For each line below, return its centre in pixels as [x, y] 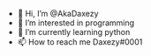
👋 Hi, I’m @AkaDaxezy [58, 14]
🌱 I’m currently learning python [74, 32]
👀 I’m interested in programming [76, 23]
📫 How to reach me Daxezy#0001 [80, 42]
